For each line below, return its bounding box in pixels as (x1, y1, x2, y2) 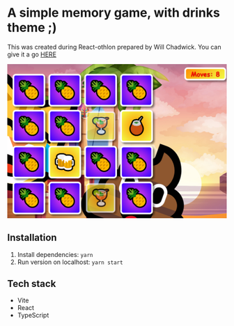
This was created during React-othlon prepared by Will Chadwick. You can (7, 42, 221, 51)
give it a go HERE (7, 50, 57, 59)
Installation (7, 232, 57, 244)
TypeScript (17, 311, 49, 320)
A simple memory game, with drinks (7, 5, 221, 21)
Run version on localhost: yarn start (17, 258, 123, 266)
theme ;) (7, 20, 57, 36)
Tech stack (7, 278, 56, 290)
